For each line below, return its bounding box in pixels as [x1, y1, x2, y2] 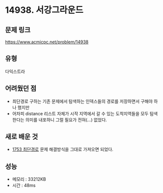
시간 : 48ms [12, 183, 36, 189]
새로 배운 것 [5, 132, 38, 141]
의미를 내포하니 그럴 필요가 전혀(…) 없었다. [25, 117, 107, 123]
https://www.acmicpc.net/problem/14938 [5, 39, 89, 45]
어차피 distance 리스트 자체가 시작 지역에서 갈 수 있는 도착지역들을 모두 [12, 110, 149, 116]
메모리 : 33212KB [12, 176, 46, 182]
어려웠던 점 [5, 84, 37, 93]
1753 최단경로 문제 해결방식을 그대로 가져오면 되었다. [12, 146, 114, 153]
